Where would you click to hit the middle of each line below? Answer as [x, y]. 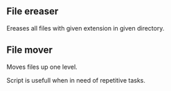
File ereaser [33, 11]
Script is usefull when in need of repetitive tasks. [76, 80]
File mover [30, 50]
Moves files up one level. [42, 67]
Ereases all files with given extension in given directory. [85, 28]
